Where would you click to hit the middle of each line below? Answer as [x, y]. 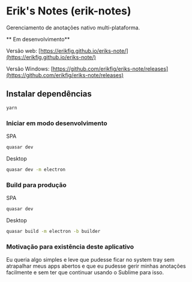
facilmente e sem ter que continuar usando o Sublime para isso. [85, 272]
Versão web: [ [23, 51]
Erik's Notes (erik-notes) [69, 11]
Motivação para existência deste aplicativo [70, 247]
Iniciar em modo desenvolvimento [57, 123]
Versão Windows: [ [30, 69]
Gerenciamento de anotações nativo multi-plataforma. [73, 28]
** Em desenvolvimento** [38, 39]
